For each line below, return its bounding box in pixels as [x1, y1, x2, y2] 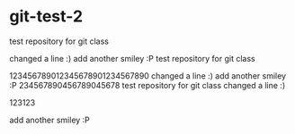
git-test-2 [9, 6, 84, 27]
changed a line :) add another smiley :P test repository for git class [9, 53, 255, 63]
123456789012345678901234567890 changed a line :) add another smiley [9, 70, 286, 81]
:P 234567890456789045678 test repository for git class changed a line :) [9, 80, 286, 90]
